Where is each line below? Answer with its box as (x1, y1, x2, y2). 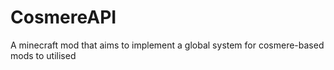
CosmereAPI (10, 6, 117, 29)
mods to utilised (10, 49, 77, 61)
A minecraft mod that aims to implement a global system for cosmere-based (10, 39, 325, 51)
